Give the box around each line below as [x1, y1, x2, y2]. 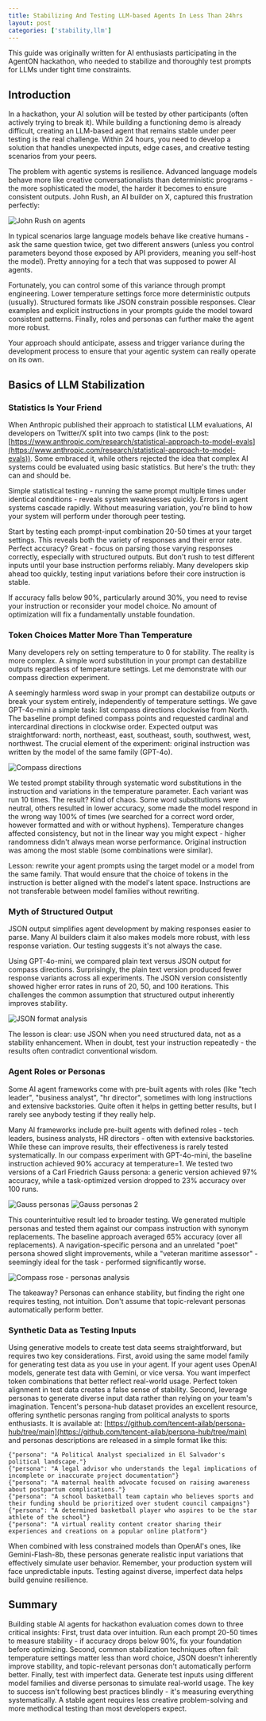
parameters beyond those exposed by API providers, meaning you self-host [8, 248, 256, 258]
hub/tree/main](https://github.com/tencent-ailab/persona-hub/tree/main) [8, 1427, 248, 1437]
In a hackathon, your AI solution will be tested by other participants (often [8, 109, 249, 119]
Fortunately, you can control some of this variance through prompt [8, 280, 226, 290]
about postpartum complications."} [8, 1486, 126, 1494]
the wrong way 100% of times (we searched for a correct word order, [8, 812, 235, 822]
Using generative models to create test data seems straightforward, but [8, 1343, 242, 1352]
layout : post [8, 19, 52, 27]
